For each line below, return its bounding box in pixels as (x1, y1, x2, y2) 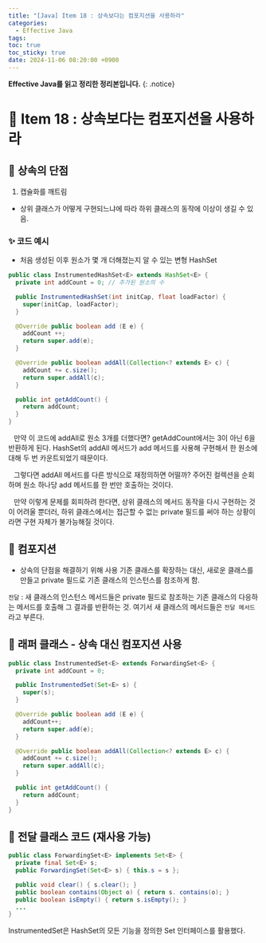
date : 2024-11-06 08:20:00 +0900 (8, 57, 119, 65)
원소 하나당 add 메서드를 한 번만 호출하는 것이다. (22, 480, 174, 490)
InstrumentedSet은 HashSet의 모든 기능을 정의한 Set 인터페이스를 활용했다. (8, 926, 245, 936)
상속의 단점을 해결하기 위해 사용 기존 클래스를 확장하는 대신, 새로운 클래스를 (19, 565, 254, 574)
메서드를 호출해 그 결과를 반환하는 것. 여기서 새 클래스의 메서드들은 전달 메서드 (16, 602, 256, 611)
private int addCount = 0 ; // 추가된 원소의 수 (15, 278, 165, 287)
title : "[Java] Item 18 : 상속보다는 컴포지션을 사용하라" (8, 11, 185, 20)
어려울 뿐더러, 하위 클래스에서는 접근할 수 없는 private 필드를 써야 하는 (16, 507, 235, 517)
